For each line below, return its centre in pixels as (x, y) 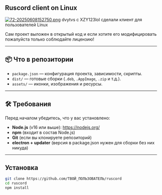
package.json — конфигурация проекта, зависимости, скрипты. (77, 73)
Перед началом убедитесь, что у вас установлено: (58, 118)
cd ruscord (16, 183)
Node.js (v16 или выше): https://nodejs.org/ (56, 127)
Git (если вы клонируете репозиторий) (52, 138)
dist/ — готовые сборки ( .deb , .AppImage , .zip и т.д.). (67, 79)
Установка (22, 168)
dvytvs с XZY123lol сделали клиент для (102, 19)
